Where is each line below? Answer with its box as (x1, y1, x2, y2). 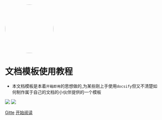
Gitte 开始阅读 (5, 109, 33, 115)
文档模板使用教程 (5, 66, 74, 77)
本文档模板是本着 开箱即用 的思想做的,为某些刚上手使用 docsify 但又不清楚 (12, 83, 153, 89)
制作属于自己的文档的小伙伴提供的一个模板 (16, 89, 102, 95)
